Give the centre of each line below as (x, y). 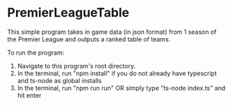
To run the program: (36, 52)
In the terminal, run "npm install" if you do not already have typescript (117, 73)
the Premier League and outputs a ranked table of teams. (89, 39)
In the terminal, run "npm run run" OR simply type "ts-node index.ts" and (121, 88)
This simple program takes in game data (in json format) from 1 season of (112, 32)
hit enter (29, 95)
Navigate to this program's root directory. (76, 66)
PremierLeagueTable (68, 13)
